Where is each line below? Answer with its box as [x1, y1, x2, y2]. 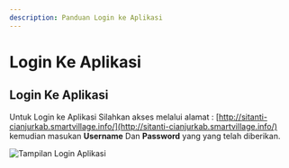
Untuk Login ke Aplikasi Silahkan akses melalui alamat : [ [9, 111, 219, 122]
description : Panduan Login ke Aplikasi [9, 13, 164, 22]
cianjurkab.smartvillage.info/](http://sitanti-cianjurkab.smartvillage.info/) [9, 120, 277, 131]
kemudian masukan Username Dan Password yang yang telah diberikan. [9, 130, 281, 141]
